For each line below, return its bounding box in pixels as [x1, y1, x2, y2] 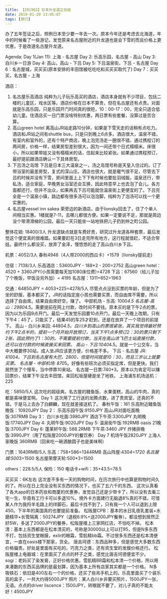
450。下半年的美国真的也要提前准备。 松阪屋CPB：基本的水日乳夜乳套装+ [5, 508, 157, 514]
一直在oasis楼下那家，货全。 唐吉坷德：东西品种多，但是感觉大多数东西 [13, 539, 161, 545]
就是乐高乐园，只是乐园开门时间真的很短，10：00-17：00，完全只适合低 [12, 106, 160, 112]
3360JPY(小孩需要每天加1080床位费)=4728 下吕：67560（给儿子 [21, 269, 155, 275]
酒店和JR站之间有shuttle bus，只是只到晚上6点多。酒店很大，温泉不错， [12, 131, 161, 137]
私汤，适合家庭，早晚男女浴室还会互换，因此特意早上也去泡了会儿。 [12, 181, 152, 187]
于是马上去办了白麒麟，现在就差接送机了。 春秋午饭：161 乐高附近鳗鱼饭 [13, 401, 162, 407]
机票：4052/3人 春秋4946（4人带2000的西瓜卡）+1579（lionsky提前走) [5, 252, 153, 258]
